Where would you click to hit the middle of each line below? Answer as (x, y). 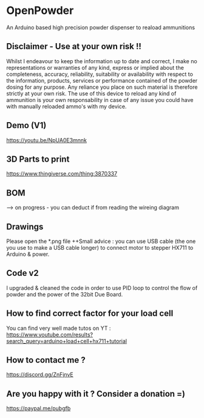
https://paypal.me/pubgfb (39, 408)
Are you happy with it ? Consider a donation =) (96, 393)
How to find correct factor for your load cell (90, 313)
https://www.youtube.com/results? (49, 334)
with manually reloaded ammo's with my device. (66, 106)
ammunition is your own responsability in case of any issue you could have (100, 100)
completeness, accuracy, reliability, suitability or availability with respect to (100, 74)
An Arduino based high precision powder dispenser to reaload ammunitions (101, 27)
